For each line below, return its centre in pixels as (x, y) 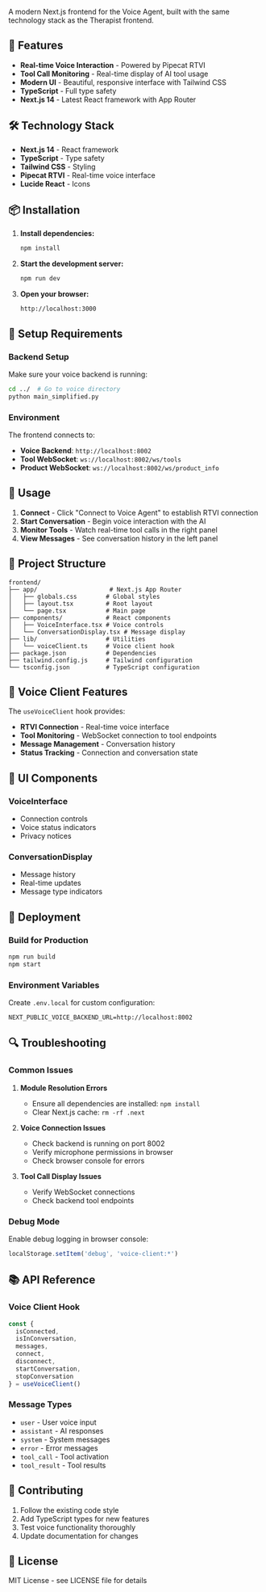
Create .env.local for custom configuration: (82, 1003)
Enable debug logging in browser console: (79, 1239)
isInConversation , (47, 1339)
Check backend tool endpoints (83, 1200)
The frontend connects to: (52, 435)
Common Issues (41, 1070)
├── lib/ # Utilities (77, 639)
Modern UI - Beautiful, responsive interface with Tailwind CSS (123, 82)
